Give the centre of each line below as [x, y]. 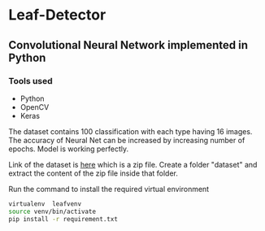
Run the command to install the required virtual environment [109, 189]
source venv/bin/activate [52, 211]
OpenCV [35, 107]
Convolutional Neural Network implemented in [128, 45]
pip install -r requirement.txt [63, 219]
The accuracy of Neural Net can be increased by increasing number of [127, 140]
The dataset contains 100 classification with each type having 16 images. [130, 131]
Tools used [30, 81]
